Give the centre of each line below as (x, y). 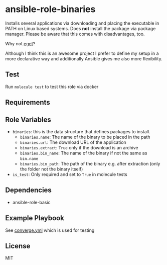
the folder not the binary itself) (51, 169)
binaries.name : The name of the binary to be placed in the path (85, 137)
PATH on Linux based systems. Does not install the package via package (80, 28)
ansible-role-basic (32, 202)
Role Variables (28, 119)
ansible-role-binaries (50, 9)
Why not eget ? (20, 43)
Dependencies (28, 190)
